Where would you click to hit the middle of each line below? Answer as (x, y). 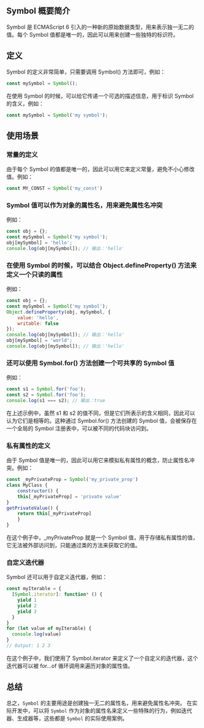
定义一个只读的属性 (35, 275)
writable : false (38, 324)
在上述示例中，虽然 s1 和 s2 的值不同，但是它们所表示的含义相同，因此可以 (101, 413)
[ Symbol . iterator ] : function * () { (57, 594)
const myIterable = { (34, 589)
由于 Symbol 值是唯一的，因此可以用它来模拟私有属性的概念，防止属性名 (98, 460)
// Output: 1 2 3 (28, 646)
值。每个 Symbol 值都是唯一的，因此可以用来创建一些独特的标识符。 (93, 34)
